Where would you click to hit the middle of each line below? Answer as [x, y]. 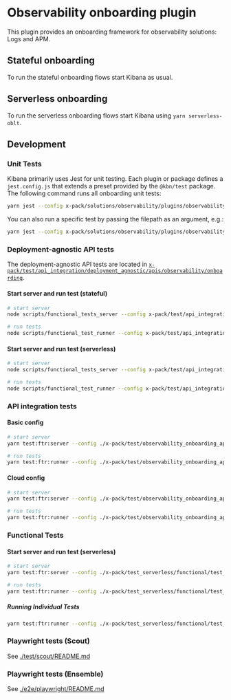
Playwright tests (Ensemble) [55, 674]
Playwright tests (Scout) [49, 641]
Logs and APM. [29, 39]
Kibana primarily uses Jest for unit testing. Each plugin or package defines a [115, 179]
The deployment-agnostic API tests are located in [77, 264]
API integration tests [42, 406]
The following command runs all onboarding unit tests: [84, 193]
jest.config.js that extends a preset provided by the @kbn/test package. [111, 186]
